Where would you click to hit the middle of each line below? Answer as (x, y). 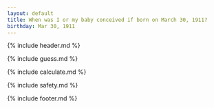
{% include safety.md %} (43, 85)
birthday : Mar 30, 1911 (41, 26)
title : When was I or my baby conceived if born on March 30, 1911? (107, 20)
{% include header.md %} (44, 46)
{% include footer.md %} (42, 98)
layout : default (30, 13)
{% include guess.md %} (42, 59)
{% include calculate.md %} (47, 72)
